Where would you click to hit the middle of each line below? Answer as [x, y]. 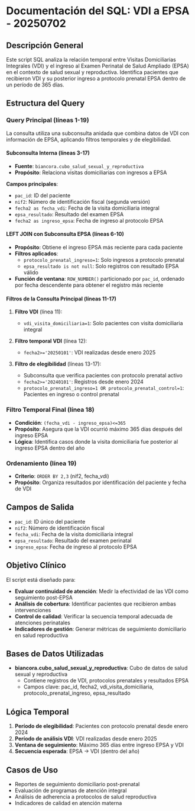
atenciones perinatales [43, 623]
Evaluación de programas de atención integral [71, 790]
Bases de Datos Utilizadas [55, 654]
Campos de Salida [40, 507]
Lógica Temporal [38, 712]
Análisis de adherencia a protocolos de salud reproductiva [85, 796]
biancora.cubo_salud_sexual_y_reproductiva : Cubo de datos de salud [101, 668]
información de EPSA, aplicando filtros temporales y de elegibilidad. [89, 139]
